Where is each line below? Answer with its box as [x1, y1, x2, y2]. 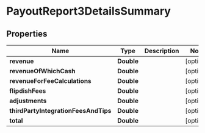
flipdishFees [9, 87, 46, 95]
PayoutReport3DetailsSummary [6, 4, 171, 18]
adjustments [9, 96, 47, 105]
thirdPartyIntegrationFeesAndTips [9, 107, 112, 115]
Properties [6, 29, 48, 39]
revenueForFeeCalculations [9, 77, 92, 85]
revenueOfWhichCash [9, 67, 76, 75]
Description [144, 47, 179, 55]
